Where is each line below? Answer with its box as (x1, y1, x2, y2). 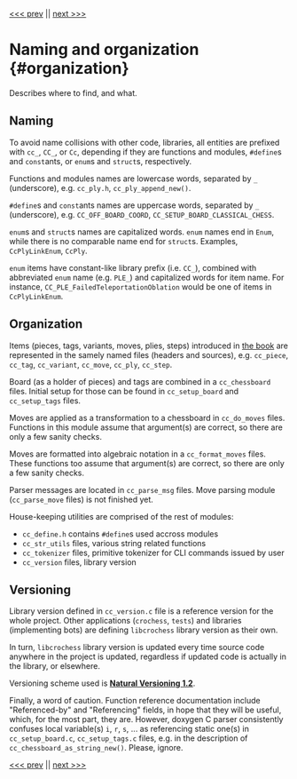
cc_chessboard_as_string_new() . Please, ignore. (9, 743, 184, 753)
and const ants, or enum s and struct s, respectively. (9, 155, 192, 166)
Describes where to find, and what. (9, 87, 137, 98)
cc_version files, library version (21, 556, 137, 568)
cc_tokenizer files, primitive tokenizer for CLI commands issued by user (21, 547, 285, 558)
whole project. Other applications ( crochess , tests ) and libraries (9, 616, 242, 626)
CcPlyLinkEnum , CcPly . (9, 245, 88, 256)
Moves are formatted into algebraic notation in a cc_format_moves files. (9, 449, 266, 459)
